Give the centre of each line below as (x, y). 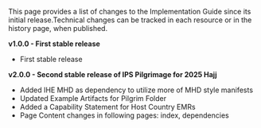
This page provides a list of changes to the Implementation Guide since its (130, 12)
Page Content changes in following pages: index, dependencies (124, 115)
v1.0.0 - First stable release (55, 44)
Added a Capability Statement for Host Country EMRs (108, 107)
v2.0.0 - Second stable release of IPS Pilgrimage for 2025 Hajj (113, 74)
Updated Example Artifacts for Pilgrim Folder (93, 98)
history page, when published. (58, 28)
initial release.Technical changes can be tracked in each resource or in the (130, 20)
